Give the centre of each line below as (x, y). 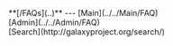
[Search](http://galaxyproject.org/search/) (87, 32)
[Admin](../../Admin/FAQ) (54, 22)
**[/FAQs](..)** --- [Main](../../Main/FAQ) (83, 13)
